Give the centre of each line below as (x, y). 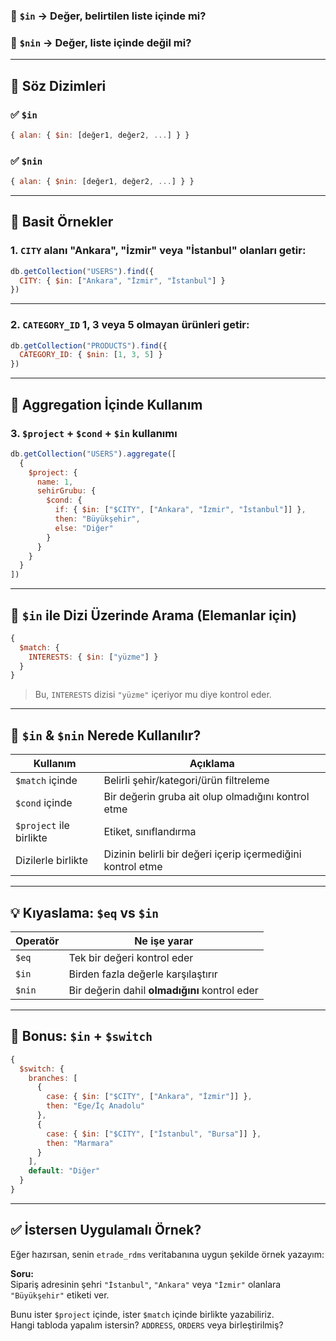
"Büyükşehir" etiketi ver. (60, 1295)
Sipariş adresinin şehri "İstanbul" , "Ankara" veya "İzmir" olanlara (146, 1284)
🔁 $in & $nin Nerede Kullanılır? (106, 735)
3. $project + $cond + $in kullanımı (94, 433)
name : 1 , (55, 482)
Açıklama (212, 764)
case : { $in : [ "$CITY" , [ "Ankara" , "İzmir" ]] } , (149, 1097)
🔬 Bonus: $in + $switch (81, 1036)
